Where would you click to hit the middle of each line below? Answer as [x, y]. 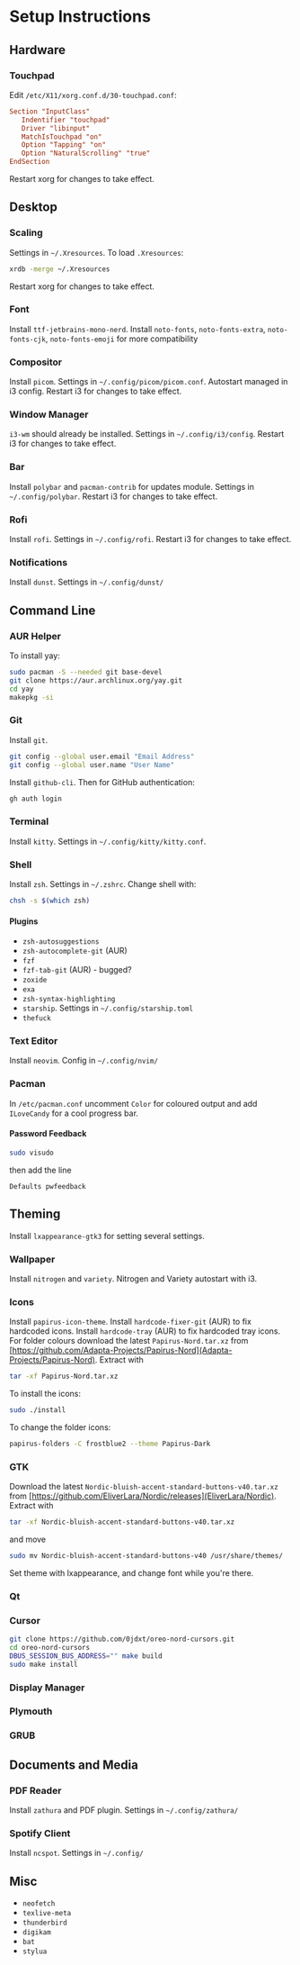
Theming [35, 1214]
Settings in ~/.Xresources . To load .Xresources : [97, 252]
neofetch [39, 1904]
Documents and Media [74, 1765]
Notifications [39, 562]
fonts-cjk [28, 340]
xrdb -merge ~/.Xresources [60, 269]
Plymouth [31, 1711]
